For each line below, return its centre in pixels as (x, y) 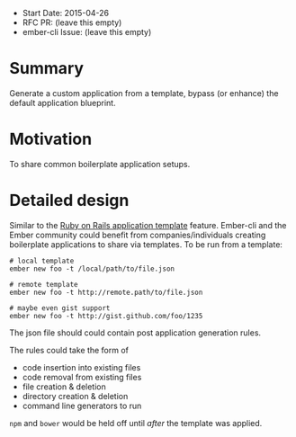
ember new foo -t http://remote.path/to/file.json (106, 292)
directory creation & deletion (75, 396)
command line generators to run (82, 406)
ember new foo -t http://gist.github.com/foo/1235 (106, 316)
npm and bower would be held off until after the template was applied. (136, 423)
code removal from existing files (82, 377)
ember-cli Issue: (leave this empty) (87, 32)
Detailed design (69, 201)
